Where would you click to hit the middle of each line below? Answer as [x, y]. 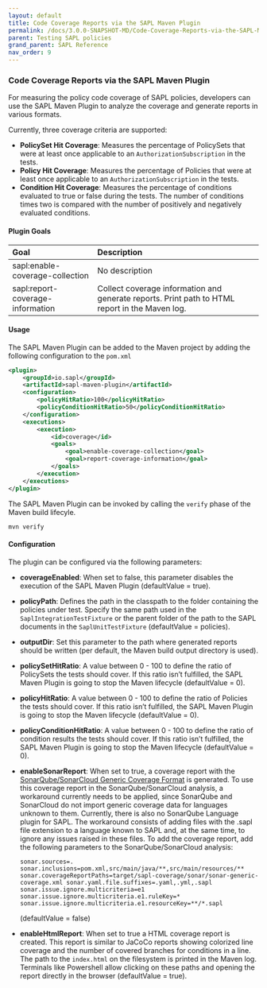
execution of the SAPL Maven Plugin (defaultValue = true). [115, 586]
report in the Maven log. [142, 308]
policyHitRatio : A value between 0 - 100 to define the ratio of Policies [133, 698]
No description [125, 270]
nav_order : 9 [30, 52]
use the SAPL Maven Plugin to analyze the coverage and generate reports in [133, 106]
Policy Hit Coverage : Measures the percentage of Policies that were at [135, 171]
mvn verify [26, 527]
